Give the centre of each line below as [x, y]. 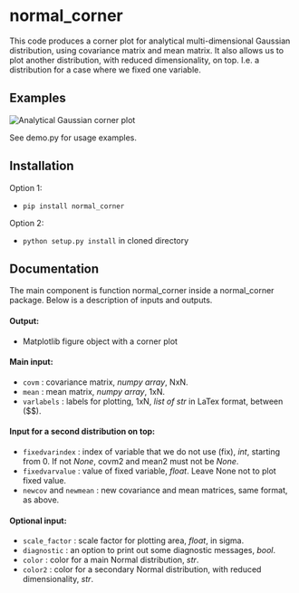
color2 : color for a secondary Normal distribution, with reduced [142, 569]
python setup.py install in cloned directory [106, 240]
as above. [41, 500]
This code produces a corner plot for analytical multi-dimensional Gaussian [150, 41]
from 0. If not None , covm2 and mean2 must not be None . [130, 461]
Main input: [31, 362]
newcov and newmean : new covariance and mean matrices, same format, [155, 490]
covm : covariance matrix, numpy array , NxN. [105, 382]
